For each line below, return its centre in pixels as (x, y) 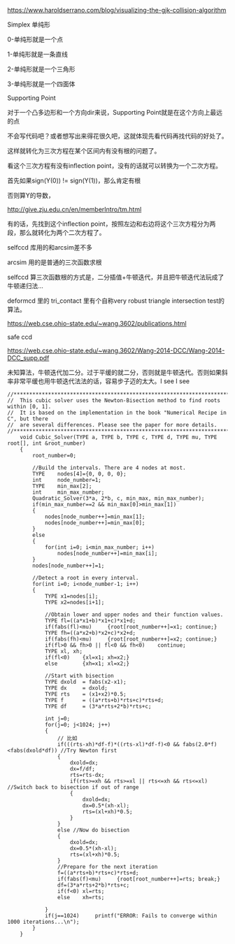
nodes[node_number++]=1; (69, 566)
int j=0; (57, 719)
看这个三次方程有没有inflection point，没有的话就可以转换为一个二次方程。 (115, 166)
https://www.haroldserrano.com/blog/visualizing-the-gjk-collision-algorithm (117, 10)
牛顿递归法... (26, 286)
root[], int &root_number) (47, 443)
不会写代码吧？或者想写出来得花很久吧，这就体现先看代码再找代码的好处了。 (117, 136)
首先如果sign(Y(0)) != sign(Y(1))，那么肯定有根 (74, 180)
